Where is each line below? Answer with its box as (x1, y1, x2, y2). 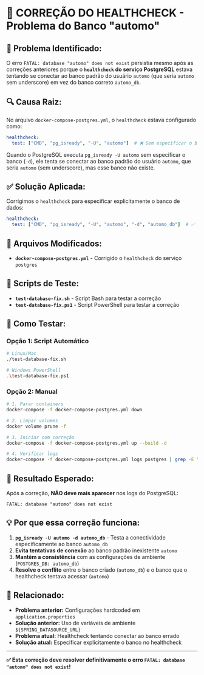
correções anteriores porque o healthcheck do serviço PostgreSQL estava (6, 66, 193, 73)
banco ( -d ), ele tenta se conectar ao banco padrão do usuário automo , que (6, 157, 191, 165)
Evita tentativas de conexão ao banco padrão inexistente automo (15, 547, 178, 554)
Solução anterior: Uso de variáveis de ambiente (15, 619, 136, 626)
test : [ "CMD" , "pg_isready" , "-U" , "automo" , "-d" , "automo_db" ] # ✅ (12, 222, 195, 228)
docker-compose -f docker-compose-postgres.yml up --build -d (6, 440, 167, 446)
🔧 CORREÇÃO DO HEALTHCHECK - (6, 6, 185, 20)
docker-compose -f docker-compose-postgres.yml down (6, 407, 143, 413)
